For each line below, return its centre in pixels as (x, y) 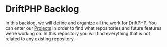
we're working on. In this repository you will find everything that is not (78, 33)
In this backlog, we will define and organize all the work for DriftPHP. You (81, 23)
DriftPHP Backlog (42, 9)
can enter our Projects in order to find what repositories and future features (83, 28)
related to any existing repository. (40, 39)
